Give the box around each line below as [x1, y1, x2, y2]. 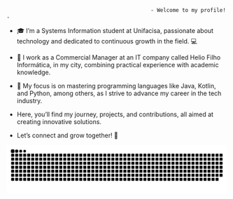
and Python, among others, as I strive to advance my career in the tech [16, 89, 222, 97]
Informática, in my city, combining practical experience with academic [16, 61, 219, 69]
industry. [16, 97, 43, 104]
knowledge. [16, 68, 51, 76]
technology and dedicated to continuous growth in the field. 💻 [16, 37, 197, 45]
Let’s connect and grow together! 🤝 [16, 131, 118, 139]
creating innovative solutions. [16, 118, 102, 125]
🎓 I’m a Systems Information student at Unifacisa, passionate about [16, 27, 214, 34]
